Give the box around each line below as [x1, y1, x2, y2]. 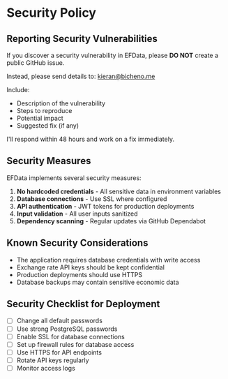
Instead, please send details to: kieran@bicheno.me [6, 72, 155, 80]
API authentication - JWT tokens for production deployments [16, 202, 195, 210]
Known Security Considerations [6, 237, 149, 249]
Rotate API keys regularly [16, 356, 89, 364]
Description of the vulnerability [16, 99, 106, 107]
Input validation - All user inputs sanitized [16, 209, 138, 218]
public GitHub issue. [6, 59, 65, 67]
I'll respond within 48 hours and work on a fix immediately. [6, 135, 175, 143]
